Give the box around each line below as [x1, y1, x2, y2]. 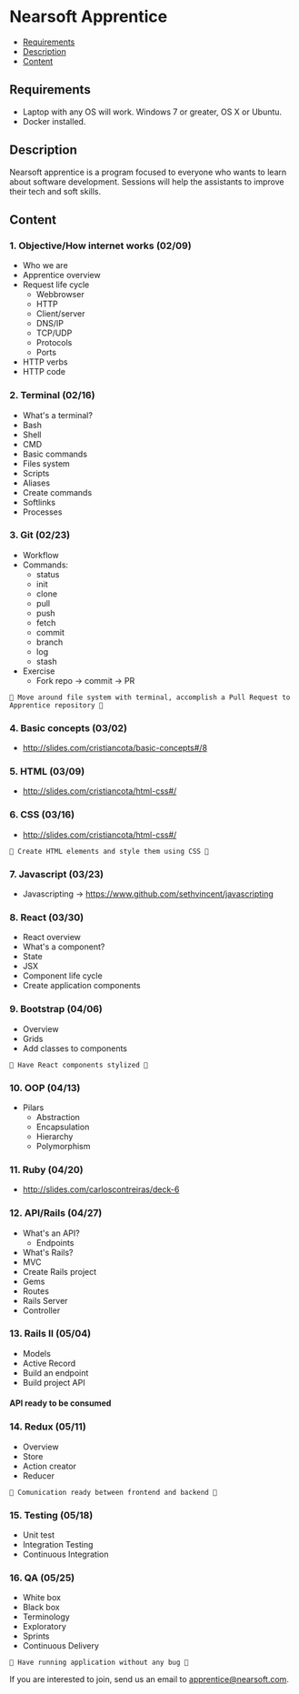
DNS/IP [35, 318, 64, 329]
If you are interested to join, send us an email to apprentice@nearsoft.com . [9, 1674, 289, 1685]
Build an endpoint [22, 1367, 89, 1378]
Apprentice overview [22, 270, 102, 281]
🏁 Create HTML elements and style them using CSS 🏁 [9, 847, 209, 856]
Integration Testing [22, 1539, 94, 1549]
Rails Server [22, 1295, 68, 1306]
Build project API [22, 1377, 85, 1388]
